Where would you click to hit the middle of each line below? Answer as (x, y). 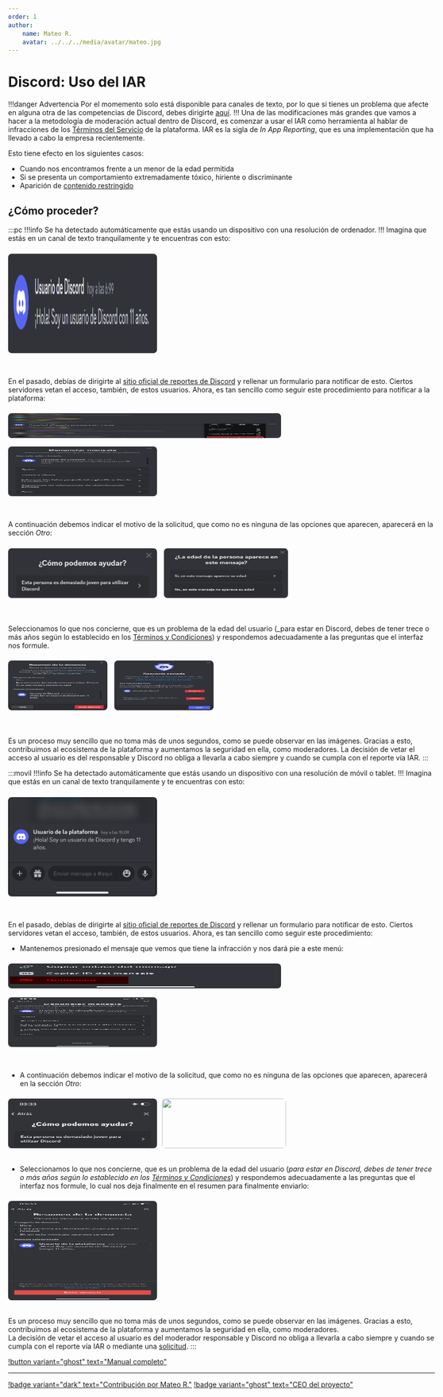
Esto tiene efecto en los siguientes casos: (76, 153)
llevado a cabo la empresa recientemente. (77, 138)
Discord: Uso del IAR (77, 82)
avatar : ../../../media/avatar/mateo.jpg (91, 42)
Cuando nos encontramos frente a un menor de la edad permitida (127, 169)
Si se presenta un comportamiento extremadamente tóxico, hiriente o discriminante (156, 177)
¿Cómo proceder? (54, 211)
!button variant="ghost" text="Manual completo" (88, 1361)
